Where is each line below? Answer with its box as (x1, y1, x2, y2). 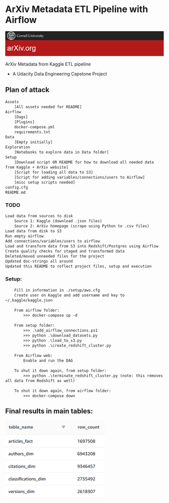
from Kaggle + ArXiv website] (5, 165, 69, 170)
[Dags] (14, 115, 28, 120)
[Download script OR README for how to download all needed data (14, 160, 154, 165)
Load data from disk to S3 (5, 229, 62, 234)
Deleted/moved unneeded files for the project (5, 254, 105, 259)
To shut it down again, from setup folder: (14, 368, 107, 373)
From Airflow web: (14, 353, 53, 358)
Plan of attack (5, 86, 49, 94)
